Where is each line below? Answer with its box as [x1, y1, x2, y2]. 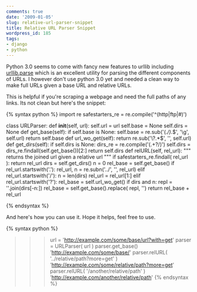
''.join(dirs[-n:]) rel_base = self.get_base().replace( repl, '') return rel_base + [6, 184, 190, 192]
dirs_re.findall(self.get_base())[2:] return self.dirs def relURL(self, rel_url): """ [6, 147, 191, 154]
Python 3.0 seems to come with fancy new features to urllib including [6, 63, 174, 70]
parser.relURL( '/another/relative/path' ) [49, 267, 146, 274]
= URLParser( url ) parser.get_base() [49, 242, 138, 250]
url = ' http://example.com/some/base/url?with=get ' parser [49, 236, 192, 243]
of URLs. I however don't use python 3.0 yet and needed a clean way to [6, 75, 179, 82]
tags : [6, 36, 19, 42]
